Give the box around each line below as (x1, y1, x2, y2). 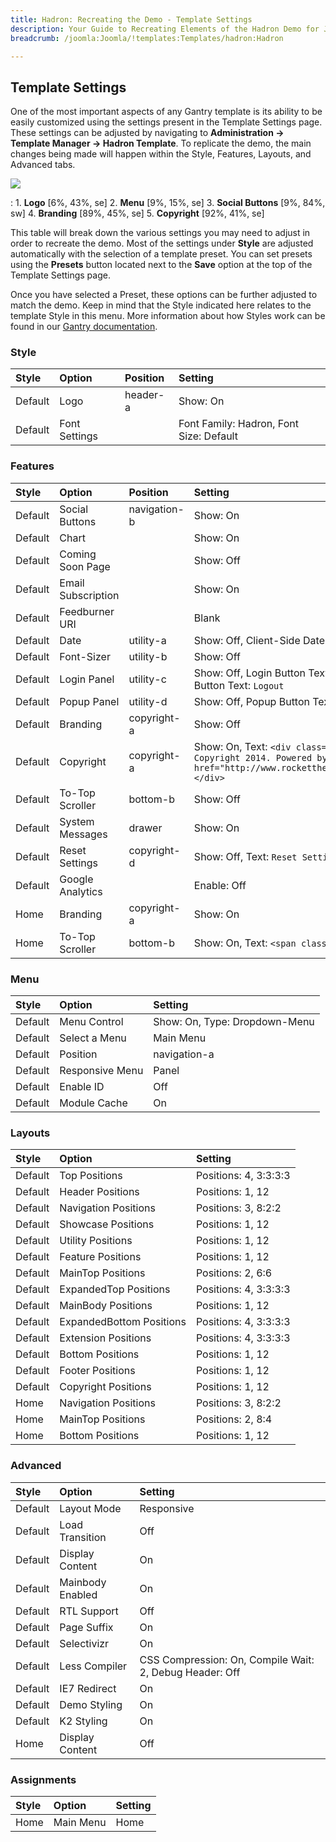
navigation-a (153, 1047, 215, 1061)
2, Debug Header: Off (139, 1665, 241, 1679)
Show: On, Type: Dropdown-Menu (153, 1015, 315, 1029)
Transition (59, 1530, 107, 1544)
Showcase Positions (59, 1217, 155, 1231)
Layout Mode (59, 1501, 122, 1515)
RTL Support (59, 1604, 119, 1618)
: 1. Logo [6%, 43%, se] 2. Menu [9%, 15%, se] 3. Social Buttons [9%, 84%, (10, 197, 326, 209)
